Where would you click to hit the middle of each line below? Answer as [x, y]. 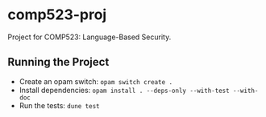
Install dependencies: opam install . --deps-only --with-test [125, 90]
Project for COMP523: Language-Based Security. [89, 37]
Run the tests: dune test [59, 105]
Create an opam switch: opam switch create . [96, 81]
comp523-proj [57, 15]
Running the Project [58, 62]
